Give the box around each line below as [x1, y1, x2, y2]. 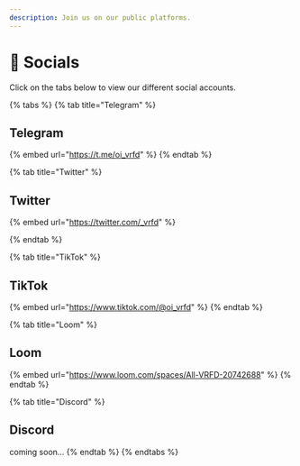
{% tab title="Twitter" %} [9, 167, 103, 178]
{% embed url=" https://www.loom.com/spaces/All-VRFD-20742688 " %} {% [9, 369, 292, 379]
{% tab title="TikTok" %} [9, 251, 102, 262]
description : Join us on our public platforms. [9, 13, 192, 23]
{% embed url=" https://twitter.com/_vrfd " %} [9, 217, 176, 228]
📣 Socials [9, 51, 80, 72]
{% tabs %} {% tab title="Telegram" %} [9, 99, 157, 110]
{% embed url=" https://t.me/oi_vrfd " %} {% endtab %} [9, 150, 213, 160]
